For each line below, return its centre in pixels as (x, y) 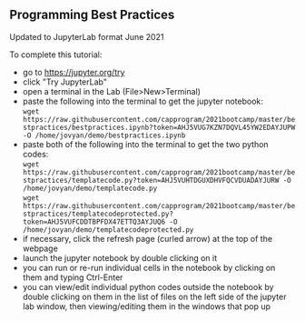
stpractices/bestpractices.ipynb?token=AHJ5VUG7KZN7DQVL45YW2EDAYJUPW (159, 127)
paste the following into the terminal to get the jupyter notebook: (143, 101)
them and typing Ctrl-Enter (73, 277)
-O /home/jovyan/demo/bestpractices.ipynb (104, 135)
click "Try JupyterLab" (64, 82)
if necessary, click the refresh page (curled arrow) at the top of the (148, 238)
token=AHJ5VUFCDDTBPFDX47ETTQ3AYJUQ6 (94, 222)
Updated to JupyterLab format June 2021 (87, 36)
